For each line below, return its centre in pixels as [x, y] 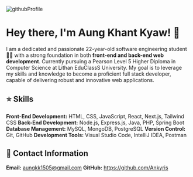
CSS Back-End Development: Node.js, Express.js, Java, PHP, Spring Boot [95, 122]
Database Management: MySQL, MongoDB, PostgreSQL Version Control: [96, 128]
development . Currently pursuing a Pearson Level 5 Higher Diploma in [91, 61]
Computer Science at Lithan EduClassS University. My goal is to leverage [94, 67]
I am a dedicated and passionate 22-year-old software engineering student [96, 49]
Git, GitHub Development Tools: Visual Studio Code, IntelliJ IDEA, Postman [96, 135]
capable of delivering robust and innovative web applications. [80, 80]
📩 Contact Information [47, 153]
